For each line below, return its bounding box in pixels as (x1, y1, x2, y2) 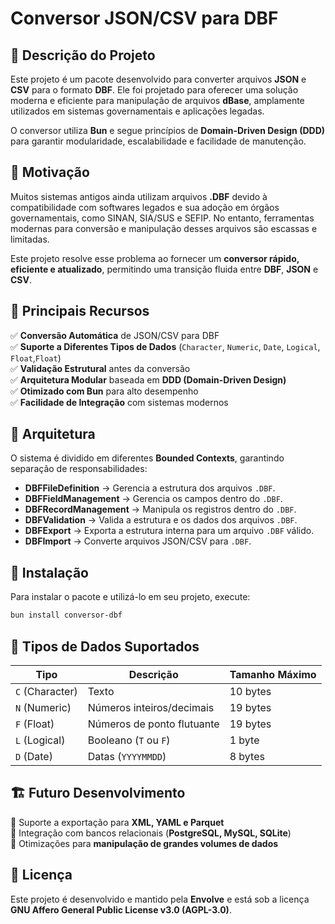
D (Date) (15, 749, 53, 763)
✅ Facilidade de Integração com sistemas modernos (10, 396, 229, 408)
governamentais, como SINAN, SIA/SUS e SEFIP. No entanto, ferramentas (10, 212, 315, 224)
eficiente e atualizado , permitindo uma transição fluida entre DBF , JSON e (10, 263, 319, 275)
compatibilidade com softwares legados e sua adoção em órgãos (10, 201, 280, 213)
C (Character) (15, 684, 78, 698)
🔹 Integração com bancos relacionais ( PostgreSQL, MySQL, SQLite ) (10, 827, 292, 839)
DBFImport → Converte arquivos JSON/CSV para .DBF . (24, 535, 252, 547)
